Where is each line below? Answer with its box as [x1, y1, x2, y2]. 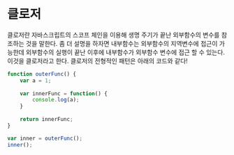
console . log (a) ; [32, 97, 80, 104]
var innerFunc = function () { [20, 90, 108, 97]
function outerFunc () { [7, 70, 77, 77]
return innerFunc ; [20, 116, 73, 123]
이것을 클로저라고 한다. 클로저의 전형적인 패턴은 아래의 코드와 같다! [7, 56, 189, 65]
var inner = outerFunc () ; [7, 135, 82, 142]
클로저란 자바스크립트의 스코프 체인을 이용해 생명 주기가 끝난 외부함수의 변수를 [7, 31, 220, 39]
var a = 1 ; [20, 77, 52, 84]
